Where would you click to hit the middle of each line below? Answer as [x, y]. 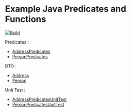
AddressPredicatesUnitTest [39, 99]
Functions [25, 19]
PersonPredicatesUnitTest [38, 104]
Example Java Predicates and [66, 9]
